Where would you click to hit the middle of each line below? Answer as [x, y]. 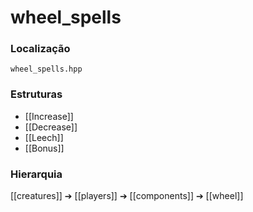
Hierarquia [36, 174]
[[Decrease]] [51, 127]
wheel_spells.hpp [46, 69]
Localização [40, 49]
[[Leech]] [44, 137]
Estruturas [36, 94]
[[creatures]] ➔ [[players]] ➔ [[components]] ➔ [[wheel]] [127, 196]
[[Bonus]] [44, 148]
